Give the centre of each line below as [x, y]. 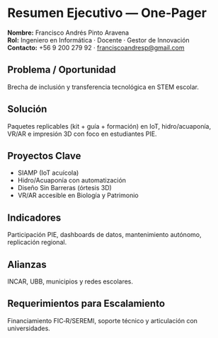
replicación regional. [37, 243]
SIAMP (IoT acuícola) [48, 173]
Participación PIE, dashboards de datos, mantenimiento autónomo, [104, 235]
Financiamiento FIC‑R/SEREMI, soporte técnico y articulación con [103, 320]
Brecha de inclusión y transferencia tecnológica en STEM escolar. [103, 87]
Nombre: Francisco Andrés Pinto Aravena [68, 33]
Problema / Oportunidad [62, 70]
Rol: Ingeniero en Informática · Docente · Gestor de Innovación [98, 40]
